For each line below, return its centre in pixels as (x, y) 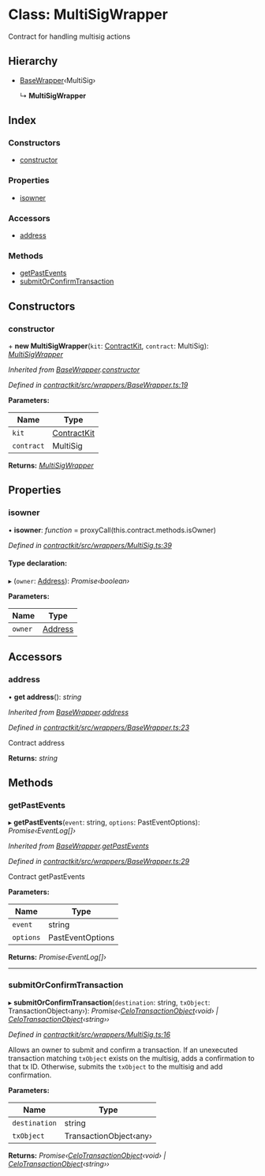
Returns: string (33, 758)
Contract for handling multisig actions (69, 36)
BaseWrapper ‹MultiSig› (58, 80)
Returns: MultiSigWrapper (51, 466)
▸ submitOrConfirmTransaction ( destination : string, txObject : (109, 1002)
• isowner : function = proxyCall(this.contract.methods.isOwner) (112, 530)
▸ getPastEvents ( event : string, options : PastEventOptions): (104, 822)
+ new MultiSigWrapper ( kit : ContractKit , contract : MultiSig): (108, 346)
